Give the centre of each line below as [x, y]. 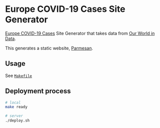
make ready [16, 107]
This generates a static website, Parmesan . [49, 48]
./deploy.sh [17, 121]
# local [13, 102]
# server [14, 116]
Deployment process [38, 91]
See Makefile [19, 76]
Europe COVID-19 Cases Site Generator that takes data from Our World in [80, 33]
